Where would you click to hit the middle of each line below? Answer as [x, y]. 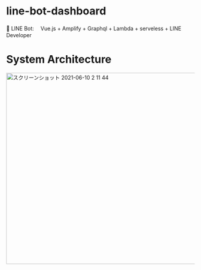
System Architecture [59, 60]
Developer [19, 35]
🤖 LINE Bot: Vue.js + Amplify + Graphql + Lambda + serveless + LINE [94, 28]
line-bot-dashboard [56, 11]
